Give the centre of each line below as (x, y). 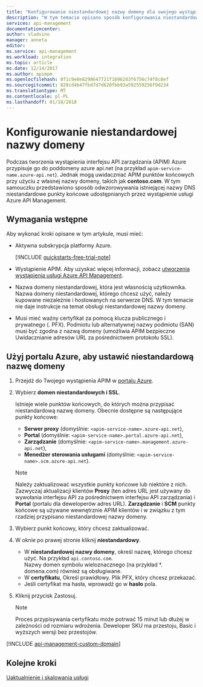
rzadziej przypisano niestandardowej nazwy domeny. (81, 517)
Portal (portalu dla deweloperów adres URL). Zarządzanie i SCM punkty (105, 504)
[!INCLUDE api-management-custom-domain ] (63, 644)
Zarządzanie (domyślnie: (56, 442)
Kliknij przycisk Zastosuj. (46, 596)
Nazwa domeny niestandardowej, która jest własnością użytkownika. (101, 287)
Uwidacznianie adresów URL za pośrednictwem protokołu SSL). (94, 337)
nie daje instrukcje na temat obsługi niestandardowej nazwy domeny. (101, 307)
